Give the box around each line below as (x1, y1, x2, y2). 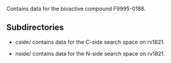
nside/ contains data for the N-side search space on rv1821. (15, 50, 166, 57)
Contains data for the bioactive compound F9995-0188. (6, 5, 146, 12)
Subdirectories (6, 22, 64, 32)
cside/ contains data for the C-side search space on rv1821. (15, 38, 166, 46)
